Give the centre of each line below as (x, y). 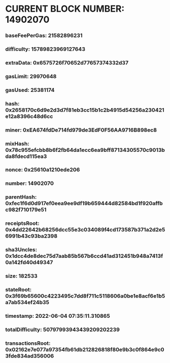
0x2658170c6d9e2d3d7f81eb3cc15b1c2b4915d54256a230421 (85, 110)
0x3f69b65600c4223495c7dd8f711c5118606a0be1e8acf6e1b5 (85, 296)
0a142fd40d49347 (29, 262)
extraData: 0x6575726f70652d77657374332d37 (67, 62)
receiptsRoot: (22, 223)
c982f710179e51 (26, 210)
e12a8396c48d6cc (29, 116)
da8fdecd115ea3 (26, 156)
